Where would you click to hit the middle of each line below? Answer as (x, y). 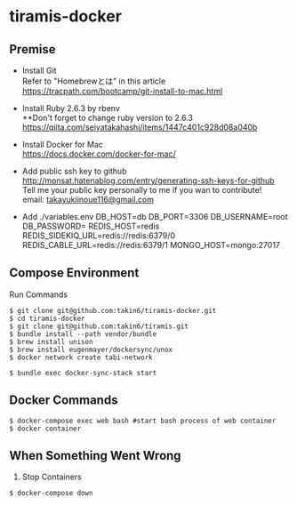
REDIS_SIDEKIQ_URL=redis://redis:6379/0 (99, 236)
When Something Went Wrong (95, 456)
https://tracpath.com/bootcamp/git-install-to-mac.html (122, 91)
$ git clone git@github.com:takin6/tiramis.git (99, 326)
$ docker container (45, 429)
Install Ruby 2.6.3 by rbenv (71, 108)
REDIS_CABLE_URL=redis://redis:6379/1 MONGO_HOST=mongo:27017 (151, 245)
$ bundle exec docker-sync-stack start (83, 373)
